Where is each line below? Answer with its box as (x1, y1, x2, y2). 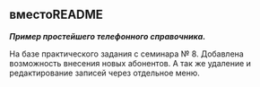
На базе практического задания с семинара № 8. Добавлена (9, 48, 244, 59)
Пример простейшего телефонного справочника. (9, 30, 206, 41)
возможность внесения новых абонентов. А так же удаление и (9, 57, 251, 68)
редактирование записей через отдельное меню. (9, 67, 200, 78)
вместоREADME (9, 7, 103, 22)
